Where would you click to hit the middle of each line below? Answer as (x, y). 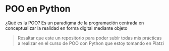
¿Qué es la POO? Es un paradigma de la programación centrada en (75, 23)
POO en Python (38, 9)
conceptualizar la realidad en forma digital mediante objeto (66, 28)
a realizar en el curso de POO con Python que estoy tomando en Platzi (91, 43)
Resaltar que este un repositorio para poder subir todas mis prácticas (90, 38)
